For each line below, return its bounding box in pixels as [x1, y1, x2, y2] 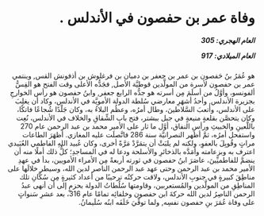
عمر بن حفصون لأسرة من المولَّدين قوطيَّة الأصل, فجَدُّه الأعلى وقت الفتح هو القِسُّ [15, 79, 255, 89]
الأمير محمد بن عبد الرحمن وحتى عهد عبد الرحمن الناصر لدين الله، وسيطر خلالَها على [7, 164, 255, 173]
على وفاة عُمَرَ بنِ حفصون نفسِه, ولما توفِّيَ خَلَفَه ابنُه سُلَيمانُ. [78, 198, 255, 207]
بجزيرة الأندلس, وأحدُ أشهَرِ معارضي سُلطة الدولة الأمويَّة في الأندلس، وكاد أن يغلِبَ [14, 96, 255, 106]
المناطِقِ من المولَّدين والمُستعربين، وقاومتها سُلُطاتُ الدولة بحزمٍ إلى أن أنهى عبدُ [21, 180, 255, 191]
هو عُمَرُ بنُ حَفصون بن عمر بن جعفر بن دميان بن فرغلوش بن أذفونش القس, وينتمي [12, 71, 255, 80]
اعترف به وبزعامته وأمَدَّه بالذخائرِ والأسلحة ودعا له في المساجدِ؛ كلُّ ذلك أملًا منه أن [13, 147, 255, 156]
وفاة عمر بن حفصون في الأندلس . [59, 9, 255, 27]
